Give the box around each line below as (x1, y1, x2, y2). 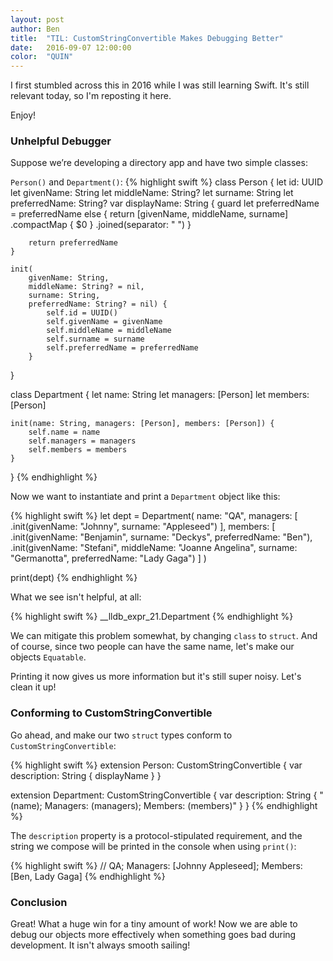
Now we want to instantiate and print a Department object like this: (10, 491, 281, 503)
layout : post (10, 14, 65, 25)
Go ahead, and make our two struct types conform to (10, 729, 233, 741)
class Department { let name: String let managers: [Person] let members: (10, 389, 310, 401)
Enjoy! (10, 109, 37, 121)
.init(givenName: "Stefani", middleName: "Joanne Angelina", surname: (10, 542, 298, 554)
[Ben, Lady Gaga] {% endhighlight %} (10, 870, 166, 882)
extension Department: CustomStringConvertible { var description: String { (10, 789, 318, 801)
